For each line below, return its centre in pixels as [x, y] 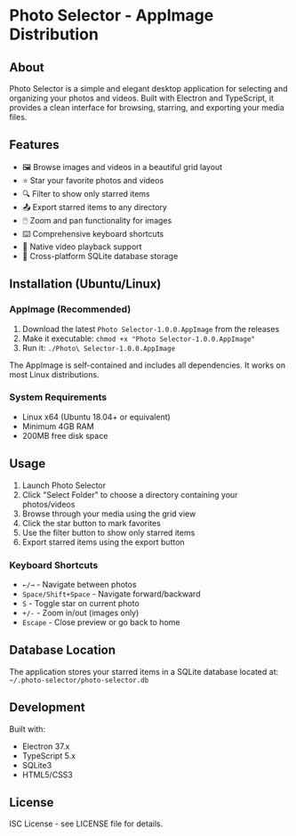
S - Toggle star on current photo [80, 603]
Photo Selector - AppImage [112, 16]
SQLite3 [37, 765]
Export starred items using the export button [103, 542]
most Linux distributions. [54, 374]
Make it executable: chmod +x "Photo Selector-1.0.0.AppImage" [139, 338]
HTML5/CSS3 [47, 775]
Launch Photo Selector [64, 485]
